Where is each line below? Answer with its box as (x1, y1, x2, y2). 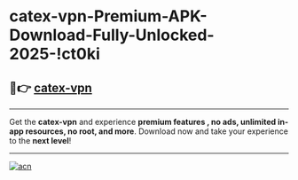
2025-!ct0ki (9, 44, 100, 64)
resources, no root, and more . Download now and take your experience (25, 126, 288, 137)
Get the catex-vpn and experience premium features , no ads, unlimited (9, 117, 277, 127)
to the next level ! (9, 136, 72, 145)
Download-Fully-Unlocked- (9, 25, 215, 45)
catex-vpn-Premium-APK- (9, 6, 208, 27)
